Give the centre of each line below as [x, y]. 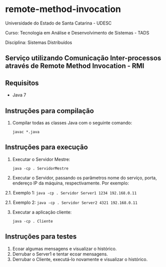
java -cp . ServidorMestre [40, 168]
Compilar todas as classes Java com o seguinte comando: [72, 122]
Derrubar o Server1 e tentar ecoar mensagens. [60, 254]
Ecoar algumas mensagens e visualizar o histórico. [65, 248]
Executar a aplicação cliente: [42, 212]
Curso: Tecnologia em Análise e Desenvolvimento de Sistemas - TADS [77, 32]
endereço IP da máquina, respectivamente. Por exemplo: [71, 183]
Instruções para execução [47, 147]
